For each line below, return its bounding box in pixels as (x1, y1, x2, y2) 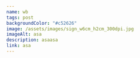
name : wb (6, 8, 28, 15)
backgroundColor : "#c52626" (6, 20, 78, 26)
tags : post (6, 14, 34, 21)
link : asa (6, 43, 32, 49)
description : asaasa (6, 37, 59, 43)
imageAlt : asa (6, 31, 42, 37)
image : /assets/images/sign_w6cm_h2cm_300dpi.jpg (6, 25, 135, 32)
